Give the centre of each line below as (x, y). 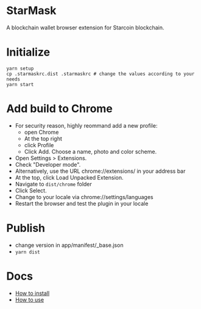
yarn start (20, 84)
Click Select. (31, 191)
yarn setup (20, 68)
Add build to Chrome (59, 109)
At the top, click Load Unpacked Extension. (69, 177)
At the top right (43, 139)
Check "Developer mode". (48, 164)
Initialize (28, 52)
